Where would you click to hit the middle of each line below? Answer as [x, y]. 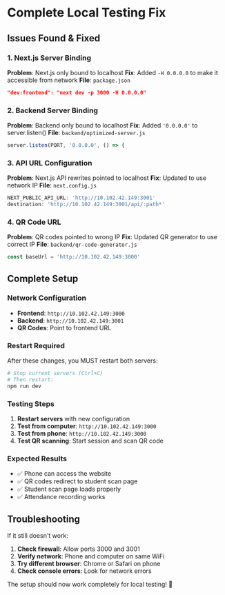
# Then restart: [30, 380]
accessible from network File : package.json [69, 80]
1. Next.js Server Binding [49, 58]
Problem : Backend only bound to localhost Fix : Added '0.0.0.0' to [102, 125]
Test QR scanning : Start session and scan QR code [90, 441]
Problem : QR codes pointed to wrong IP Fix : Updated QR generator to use [112, 237]
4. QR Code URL [34, 222]
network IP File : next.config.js [52, 185]
